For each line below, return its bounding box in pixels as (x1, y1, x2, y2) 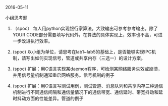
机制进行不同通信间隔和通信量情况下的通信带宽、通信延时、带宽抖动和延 (12, 89, 163, 95)
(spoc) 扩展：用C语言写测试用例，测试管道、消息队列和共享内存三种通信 (12, 83, 163, 89)
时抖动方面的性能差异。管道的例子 (12, 95, 84, 101)
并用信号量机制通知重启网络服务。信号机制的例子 (12, 72, 115, 78)
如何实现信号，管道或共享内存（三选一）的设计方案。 (34, 55, 145, 61)
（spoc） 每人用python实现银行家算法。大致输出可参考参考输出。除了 (12, 25, 158, 31)
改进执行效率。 (21, 38, 53, 44)
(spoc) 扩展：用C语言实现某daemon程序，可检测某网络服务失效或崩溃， (12, 66, 162, 72)
